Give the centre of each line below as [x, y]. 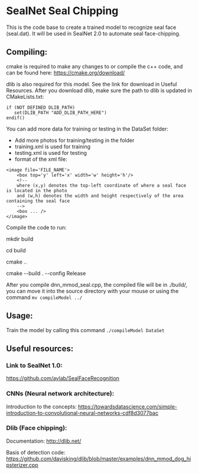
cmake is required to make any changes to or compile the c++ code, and [95, 66]
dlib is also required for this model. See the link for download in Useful [92, 84]
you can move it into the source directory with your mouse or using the [92, 291]
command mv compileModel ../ [44, 297]
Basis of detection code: [36, 452]
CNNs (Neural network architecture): [60, 394]
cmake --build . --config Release [46, 273]
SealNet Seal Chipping [62, 11]
